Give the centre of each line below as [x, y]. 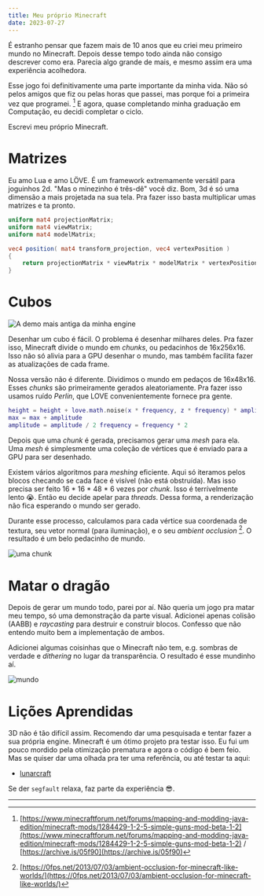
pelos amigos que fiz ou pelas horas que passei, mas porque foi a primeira [129, 94]
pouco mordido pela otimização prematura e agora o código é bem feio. [125, 750]
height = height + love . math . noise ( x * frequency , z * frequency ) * [123, 411]
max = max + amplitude [45, 418]
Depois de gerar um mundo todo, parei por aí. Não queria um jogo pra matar [132, 608]
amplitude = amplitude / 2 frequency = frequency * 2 [98, 425]
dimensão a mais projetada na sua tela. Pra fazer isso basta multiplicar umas [132, 197]
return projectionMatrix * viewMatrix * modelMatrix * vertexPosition [140, 263]
